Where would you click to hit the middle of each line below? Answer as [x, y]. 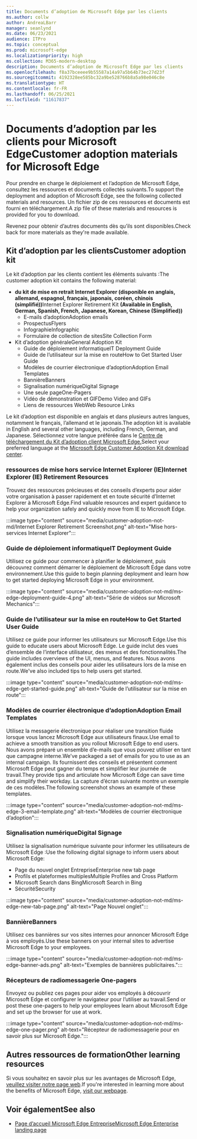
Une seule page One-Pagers [57, 393]
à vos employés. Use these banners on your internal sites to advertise [90, 941]
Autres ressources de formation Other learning [93, 1055]
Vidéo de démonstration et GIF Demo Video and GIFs [87, 399]
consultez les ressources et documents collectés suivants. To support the [95, 189]
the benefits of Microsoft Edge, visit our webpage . [67, 1091]
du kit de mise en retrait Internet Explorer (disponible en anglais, [95, 292]
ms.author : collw [27, 17]
